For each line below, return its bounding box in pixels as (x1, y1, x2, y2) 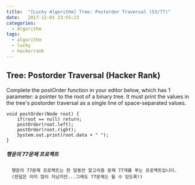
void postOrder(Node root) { (6, 111, 79, 117)
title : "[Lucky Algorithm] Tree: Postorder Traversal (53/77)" (6, 8, 171, 15)
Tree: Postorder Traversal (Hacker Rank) (6, 71, 161, 81)
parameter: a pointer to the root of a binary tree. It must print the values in (6, 93, 190, 100)
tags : (6, 31, 20, 37)
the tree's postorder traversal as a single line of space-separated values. (6, 99, 187, 106)
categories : (6, 20, 36, 26)
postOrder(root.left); (17, 121, 74, 127)
